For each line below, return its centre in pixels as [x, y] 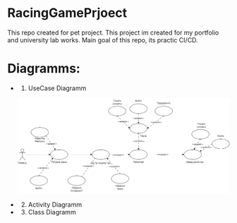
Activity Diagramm [55, 205]
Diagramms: [44, 69]
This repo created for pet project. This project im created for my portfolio [113, 32]
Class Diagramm [52, 212]
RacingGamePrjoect [67, 13]
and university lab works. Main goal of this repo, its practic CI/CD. [103, 40]
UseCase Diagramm [57, 88]
